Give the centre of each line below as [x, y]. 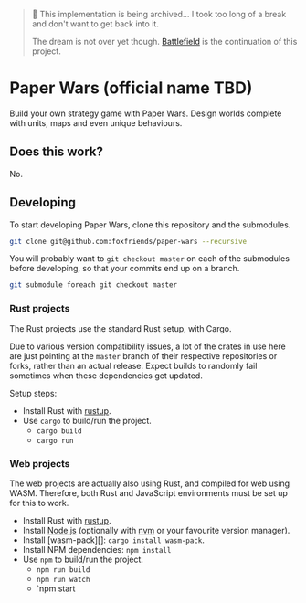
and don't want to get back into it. [95, 24]
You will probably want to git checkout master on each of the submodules [150, 259]
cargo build [59, 431]
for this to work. [39, 503]
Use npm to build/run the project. [83, 559]
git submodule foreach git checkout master [94, 285]
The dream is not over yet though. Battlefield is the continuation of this [164, 42]
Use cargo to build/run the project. [87, 420]
